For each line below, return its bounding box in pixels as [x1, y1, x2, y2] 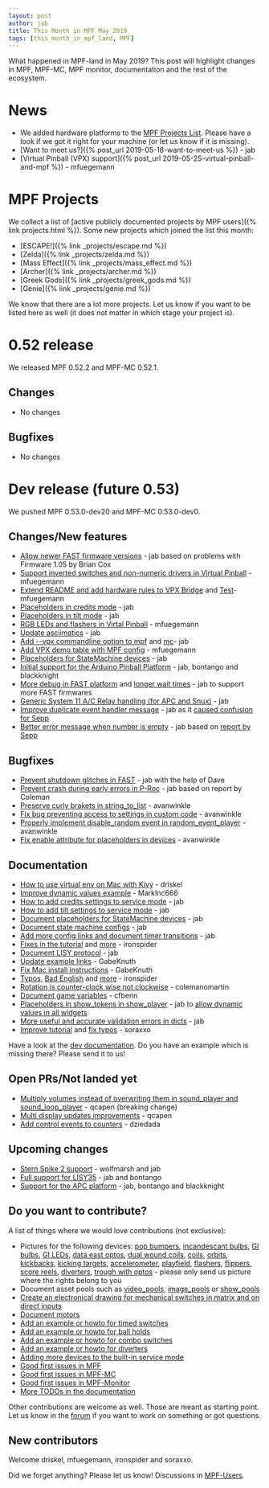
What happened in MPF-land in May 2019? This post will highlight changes [8, 56, 255, 66]
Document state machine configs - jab [19, 922, 147, 933]
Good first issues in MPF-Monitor [19, 1378, 130, 1388]
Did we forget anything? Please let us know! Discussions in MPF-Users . [8, 1470, 245, 1480]
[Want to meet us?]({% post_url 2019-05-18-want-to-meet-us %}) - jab [19, 146, 255, 155]
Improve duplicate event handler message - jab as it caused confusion [19, 705, 254, 715]
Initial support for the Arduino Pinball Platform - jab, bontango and [19, 662, 238, 672]
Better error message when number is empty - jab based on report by [19, 722, 251, 732]
